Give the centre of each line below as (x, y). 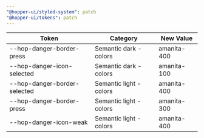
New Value (177, 38)
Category (124, 38)
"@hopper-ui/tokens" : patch (42, 18)
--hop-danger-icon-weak (49, 122)
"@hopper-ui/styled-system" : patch (51, 12)
